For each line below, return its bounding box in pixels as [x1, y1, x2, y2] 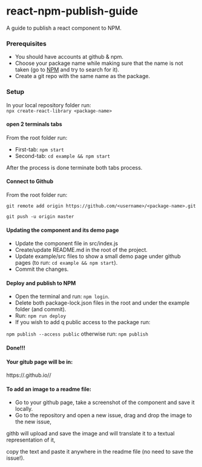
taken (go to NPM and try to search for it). [15, 66, 120, 73]
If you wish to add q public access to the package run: [15, 319, 151, 326]
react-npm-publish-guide [6, 4, 138, 18]
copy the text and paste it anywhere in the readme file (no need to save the [6, 448, 194, 455]
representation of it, [6, 436, 56, 443]
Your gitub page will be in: [6, 358, 73, 365]
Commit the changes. [15, 265, 69, 273]
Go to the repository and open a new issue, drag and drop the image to [15, 412, 192, 419]
